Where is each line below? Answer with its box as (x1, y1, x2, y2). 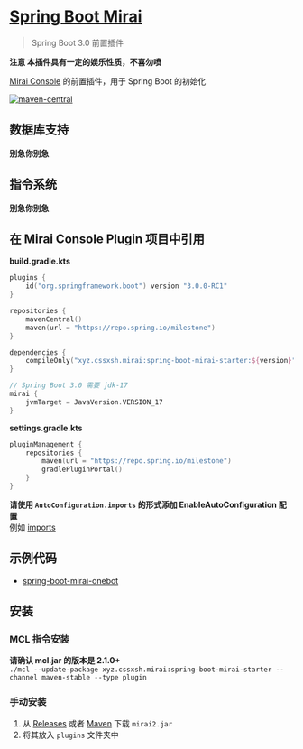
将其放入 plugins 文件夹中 (22, 729, 119, 740)
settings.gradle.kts (9, 422, 83, 433)
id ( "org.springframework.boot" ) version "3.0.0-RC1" (25, 282, 228, 291)
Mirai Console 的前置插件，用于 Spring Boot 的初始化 (9, 75, 207, 87)
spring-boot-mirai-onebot (22, 575, 119, 586)
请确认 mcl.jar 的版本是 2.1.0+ (9, 655, 121, 666)
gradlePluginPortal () (41, 465, 124, 475)
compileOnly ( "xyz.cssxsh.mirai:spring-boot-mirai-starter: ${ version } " (25, 356, 297, 365)
